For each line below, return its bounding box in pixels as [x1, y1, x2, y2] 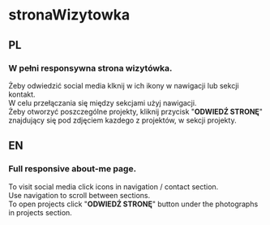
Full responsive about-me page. [8, 163, 136, 175]
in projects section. [8, 207, 73, 217]
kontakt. [8, 89, 36, 99]
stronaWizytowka [8, 6, 131, 24]
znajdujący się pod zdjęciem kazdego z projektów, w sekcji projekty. [8, 115, 237, 125]
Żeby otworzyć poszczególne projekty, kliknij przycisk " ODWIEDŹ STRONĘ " [8, 106, 264, 116]
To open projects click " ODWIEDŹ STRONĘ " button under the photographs [8, 199, 259, 209]
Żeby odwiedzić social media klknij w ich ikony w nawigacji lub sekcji [8, 80, 239, 90]
